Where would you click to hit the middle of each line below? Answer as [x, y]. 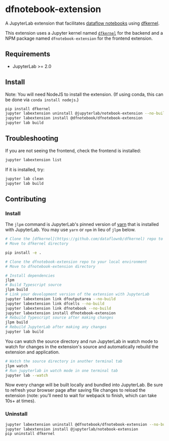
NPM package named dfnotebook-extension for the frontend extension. [79, 38]
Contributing [26, 199]
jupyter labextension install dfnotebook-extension [60, 313]
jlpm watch [17, 366]
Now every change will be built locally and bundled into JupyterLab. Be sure [84, 385]
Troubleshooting [32, 139]
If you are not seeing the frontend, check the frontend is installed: [73, 151]
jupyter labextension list [33, 160]
